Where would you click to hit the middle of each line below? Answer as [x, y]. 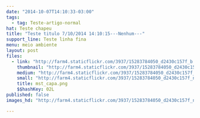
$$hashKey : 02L [36, 89]
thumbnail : [30, 67]
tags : [13, 17]
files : [14, 56]
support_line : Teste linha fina [46, 39]
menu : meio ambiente [32, 45]
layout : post [22, 51]
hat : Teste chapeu [29, 28]
